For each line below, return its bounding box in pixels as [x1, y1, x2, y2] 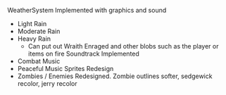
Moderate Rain [17, 27, 61, 35]
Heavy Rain [17, 34, 51, 43]
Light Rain [17, 20, 47, 27]
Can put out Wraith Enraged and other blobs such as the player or [27, 42, 219, 50]
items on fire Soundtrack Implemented [27, 49, 139, 58]
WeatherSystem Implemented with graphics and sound [7, 6, 167, 14]
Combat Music [17, 57, 61, 65]
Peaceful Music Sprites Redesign [17, 65, 114, 72]
